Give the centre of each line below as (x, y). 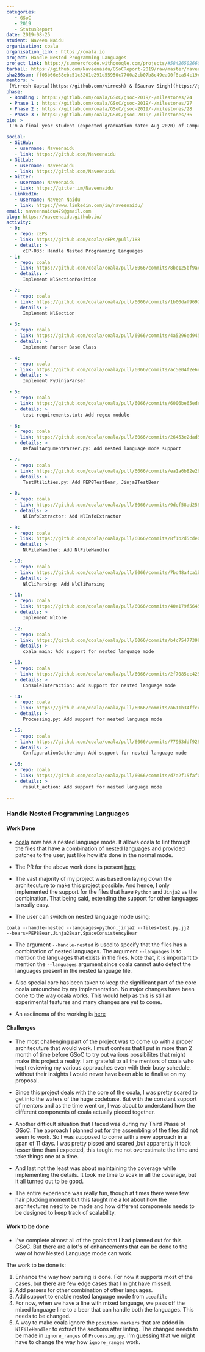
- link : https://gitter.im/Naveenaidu (64, 188)
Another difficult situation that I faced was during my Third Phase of (100, 1124)
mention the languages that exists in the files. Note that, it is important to (106, 957)
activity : (19, 222)
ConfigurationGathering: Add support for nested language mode (105, 753)
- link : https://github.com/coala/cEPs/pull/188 (77, 240)
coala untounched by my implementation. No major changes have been (105, 989)
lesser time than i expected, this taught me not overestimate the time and (107, 1150)
